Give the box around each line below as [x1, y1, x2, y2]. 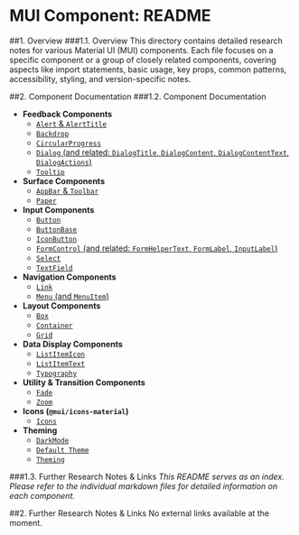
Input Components [22, 204, 95, 215]
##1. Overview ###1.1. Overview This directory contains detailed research [9, 35, 283, 46]
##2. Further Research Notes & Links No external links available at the [9, 507, 269, 519]
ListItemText [35, 359, 86, 368]
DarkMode [35, 436, 70, 445]
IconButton [35, 235, 78, 244]
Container [35, 321, 74, 330]
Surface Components [22, 175, 106, 186]
